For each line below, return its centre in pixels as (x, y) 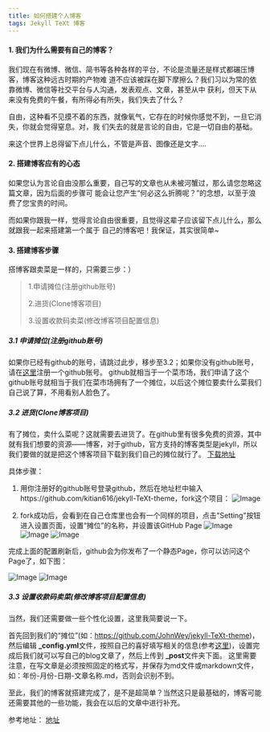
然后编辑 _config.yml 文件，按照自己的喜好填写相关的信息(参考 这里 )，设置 (131, 646)
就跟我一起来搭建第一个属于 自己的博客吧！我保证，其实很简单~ (114, 230)
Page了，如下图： (38, 561)
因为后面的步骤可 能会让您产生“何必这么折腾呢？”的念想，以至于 (142, 193)
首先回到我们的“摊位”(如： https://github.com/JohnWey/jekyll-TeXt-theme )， (134, 636)
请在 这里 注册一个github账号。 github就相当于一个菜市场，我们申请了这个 (129, 372)
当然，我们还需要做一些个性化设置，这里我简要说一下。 (100, 619)
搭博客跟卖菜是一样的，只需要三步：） (72, 269)
